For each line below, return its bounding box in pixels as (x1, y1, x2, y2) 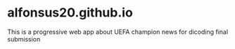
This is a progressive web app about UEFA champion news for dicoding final (7, 28, 229, 36)
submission (7, 35, 41, 43)
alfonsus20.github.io (7, 5, 134, 21)
